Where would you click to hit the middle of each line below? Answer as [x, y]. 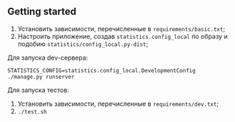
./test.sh [32, 112]
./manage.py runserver [41, 77]
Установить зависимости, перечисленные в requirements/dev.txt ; [118, 104]
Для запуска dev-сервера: [48, 57]
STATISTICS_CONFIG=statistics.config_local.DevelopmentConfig [101, 70]
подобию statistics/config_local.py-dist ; [83, 44]
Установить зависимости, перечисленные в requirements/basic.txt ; [121, 28]
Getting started [42, 12]
